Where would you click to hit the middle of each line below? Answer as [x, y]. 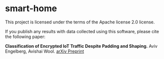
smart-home [31, 9]
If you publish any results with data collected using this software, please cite [82, 31]
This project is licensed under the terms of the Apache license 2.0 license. [80, 22]
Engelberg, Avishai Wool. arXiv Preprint [45, 51]
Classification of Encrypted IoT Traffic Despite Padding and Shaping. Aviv [81, 46]
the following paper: [25, 37]
